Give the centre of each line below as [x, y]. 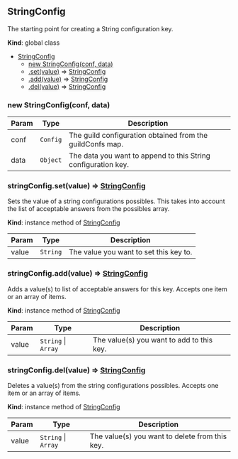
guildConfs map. [96, 144]
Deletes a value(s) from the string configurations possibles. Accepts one [113, 385]
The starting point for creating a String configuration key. [90, 28]
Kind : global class [34, 43]
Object [51, 160]
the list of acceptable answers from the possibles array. [89, 209]
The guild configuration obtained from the [138, 136]
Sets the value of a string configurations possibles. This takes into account [116, 201]
